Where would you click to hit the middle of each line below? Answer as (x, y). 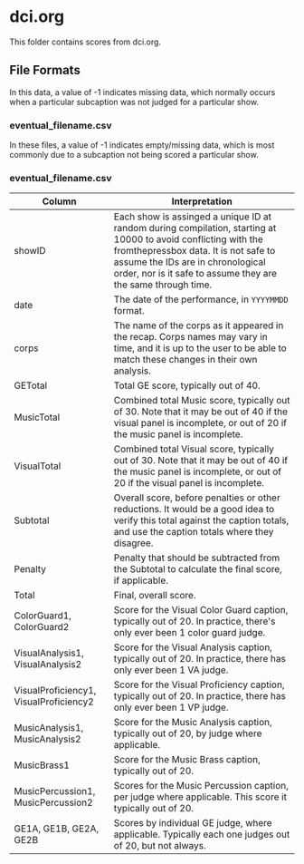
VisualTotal (38, 466)
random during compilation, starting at (195, 228)
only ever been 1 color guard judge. (190, 633)
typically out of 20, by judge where (188, 733)
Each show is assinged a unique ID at (193, 217)
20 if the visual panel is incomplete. (189, 483)
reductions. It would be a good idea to (194, 510)
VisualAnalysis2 (48, 665)
